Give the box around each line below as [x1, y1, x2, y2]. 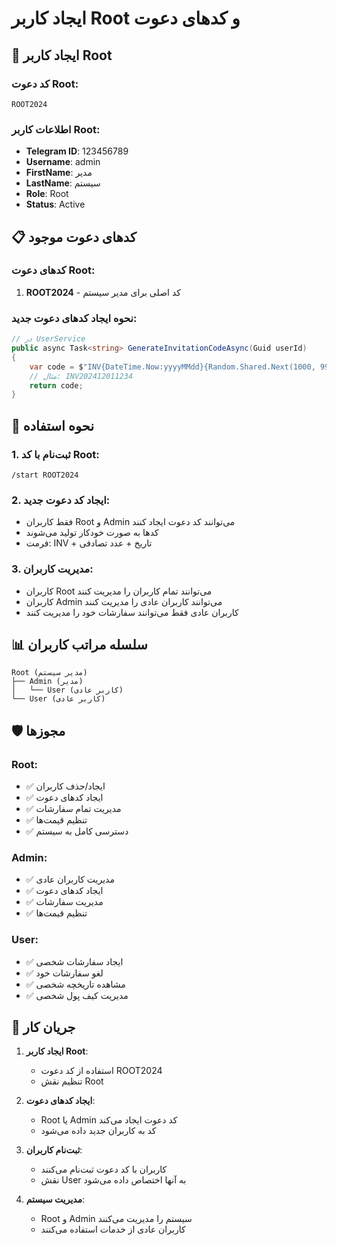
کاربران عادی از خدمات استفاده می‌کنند [40, 1223, 186, 1236]
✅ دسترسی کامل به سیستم [25, 825, 129, 837]
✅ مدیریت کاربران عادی [25, 873, 115, 886]
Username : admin [25, 156, 101, 168]
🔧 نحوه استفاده [11, 417, 95, 434]
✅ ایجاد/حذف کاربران [25, 780, 106, 792]
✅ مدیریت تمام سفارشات [25, 803, 122, 815]
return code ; [29, 380, 84, 391]
